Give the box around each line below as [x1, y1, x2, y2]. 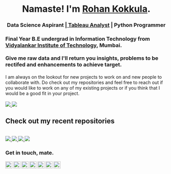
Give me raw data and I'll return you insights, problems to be [5, 55, 159, 62]
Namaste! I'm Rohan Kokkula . [22, 3, 150, 15]
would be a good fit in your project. [5, 90, 80, 96]
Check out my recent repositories [5, 117, 115, 126]
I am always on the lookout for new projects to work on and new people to [5, 74, 162, 80]
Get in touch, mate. [5, 149, 54, 156]
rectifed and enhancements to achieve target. [5, 61, 122, 68]
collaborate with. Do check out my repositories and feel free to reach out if [5, 79, 163, 85]
